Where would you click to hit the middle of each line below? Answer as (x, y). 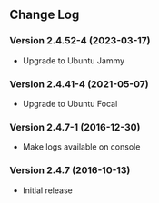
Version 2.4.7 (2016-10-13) (70, 170)
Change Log (45, 15)
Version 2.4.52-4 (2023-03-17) (80, 41)
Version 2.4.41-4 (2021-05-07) (79, 83)
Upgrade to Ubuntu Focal (70, 103)
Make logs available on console (81, 147)
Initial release (47, 190)
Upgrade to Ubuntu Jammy (74, 60)
